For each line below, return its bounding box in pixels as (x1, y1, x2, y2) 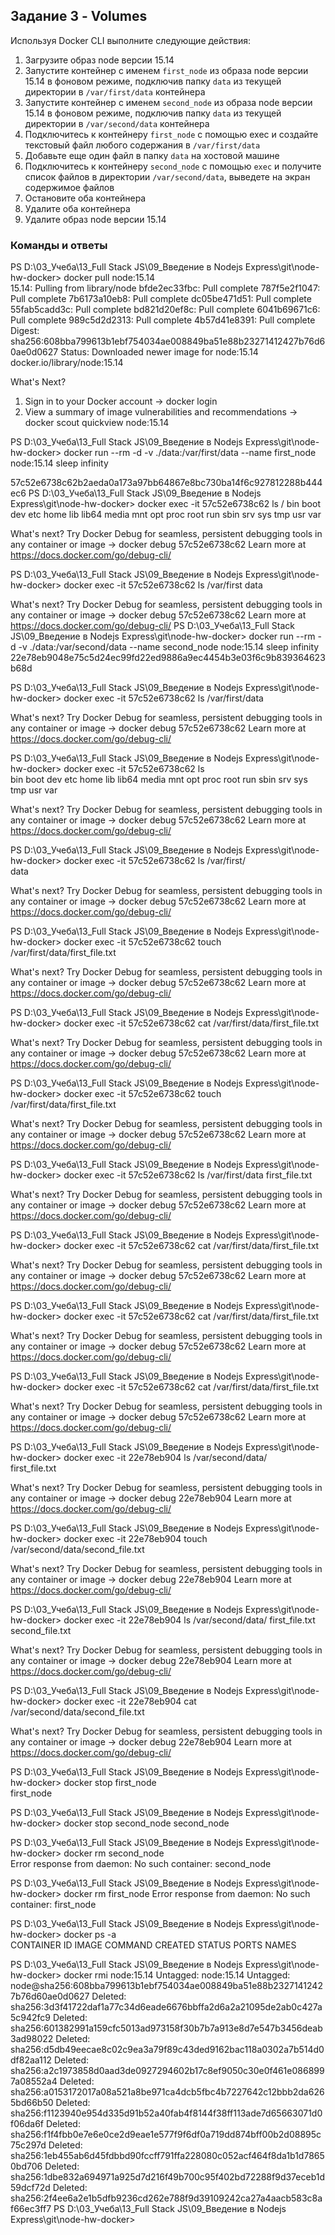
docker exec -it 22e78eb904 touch (63, 1533, 208, 1545)
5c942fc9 (10, 2012, 52, 2024)
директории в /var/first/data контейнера (24, 85, 206, 98)
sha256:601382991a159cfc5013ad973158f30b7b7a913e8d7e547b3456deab (10, 2022, 323, 2034)
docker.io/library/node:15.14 (10, 357, 124, 369)
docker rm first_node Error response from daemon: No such (63, 1888, 311, 1900)
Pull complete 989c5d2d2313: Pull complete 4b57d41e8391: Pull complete (10, 314, 316, 326)
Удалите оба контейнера (24, 202, 131, 214)
